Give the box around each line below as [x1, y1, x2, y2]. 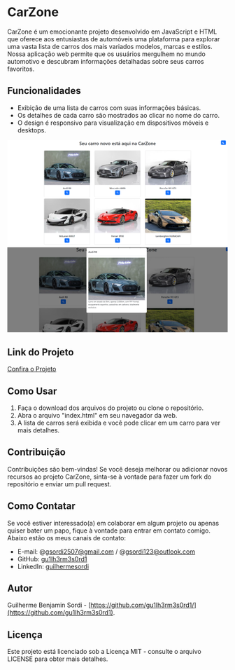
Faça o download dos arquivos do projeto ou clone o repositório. [17, 404, 204, 412]
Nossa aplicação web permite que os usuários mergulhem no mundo [7, 50, 206, 58]
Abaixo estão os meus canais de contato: [7, 533, 126, 542]
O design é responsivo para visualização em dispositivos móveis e [17, 118, 209, 127]
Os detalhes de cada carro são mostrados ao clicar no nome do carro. [17, 111, 220, 119]
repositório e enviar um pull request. [7, 479, 112, 488]
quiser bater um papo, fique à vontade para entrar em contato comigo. [7, 526, 211, 535]
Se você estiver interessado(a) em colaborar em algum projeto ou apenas [7, 519, 219, 527]
